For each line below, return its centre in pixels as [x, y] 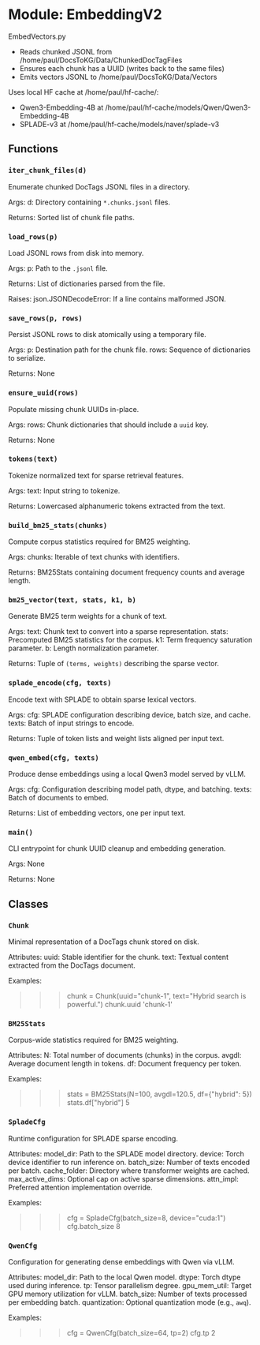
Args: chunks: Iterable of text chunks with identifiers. [94, 557]
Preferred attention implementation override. [80, 1187]
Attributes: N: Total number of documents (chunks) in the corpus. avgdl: [125, 1055]
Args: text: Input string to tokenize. [64, 490]
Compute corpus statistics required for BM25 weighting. [99, 541]
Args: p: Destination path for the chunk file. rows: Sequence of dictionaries [129, 350]
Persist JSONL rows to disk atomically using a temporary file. [107, 335]
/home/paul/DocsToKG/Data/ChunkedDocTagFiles [101, 60]
